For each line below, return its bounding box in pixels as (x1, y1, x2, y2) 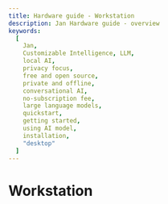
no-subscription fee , (23, 94, 95, 102)
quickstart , (23, 110, 63, 118)
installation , (23, 131, 70, 139)
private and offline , (23, 79, 95, 87)
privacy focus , (23, 65, 74, 73)
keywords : (8, 27, 42, 35)
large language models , (23, 102, 103, 110)
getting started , (23, 117, 81, 125)
